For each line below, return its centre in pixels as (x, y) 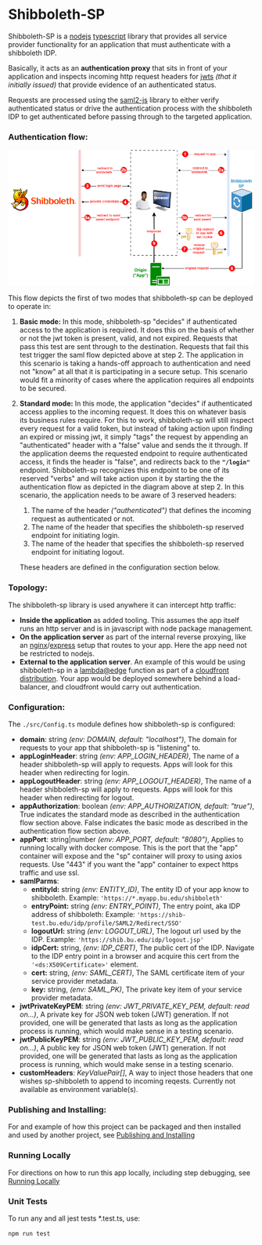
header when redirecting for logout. (77, 798)
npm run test (29, 1233)
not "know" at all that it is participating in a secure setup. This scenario (133, 372)
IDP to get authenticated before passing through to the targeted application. (130, 116)
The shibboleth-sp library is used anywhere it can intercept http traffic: (122, 605)
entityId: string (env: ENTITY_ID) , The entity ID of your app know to (140, 890)
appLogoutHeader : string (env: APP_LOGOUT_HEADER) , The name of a (135, 781)
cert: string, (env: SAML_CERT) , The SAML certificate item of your (138, 973)
